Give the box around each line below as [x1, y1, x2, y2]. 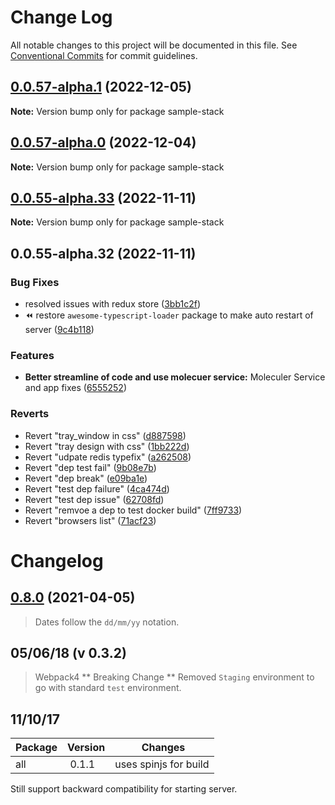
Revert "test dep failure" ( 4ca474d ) [24, 482, 170, 495]
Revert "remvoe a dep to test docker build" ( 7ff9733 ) [24, 504, 243, 516]
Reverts [10, 407, 50, 421]
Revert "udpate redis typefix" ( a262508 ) [24, 451, 192, 463]
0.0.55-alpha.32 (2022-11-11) [10, 245, 197, 262]
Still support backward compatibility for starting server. [10, 783, 238, 795]
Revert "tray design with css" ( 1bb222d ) [24, 440, 190, 452]
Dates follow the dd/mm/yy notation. [34, 616, 180, 628]
